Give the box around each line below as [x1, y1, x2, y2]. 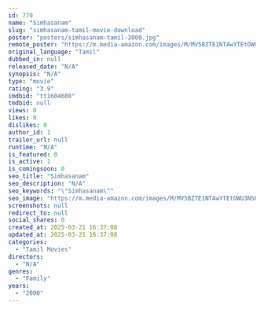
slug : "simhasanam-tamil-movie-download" [8, 26, 146, 34]
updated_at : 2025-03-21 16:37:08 [8, 231, 118, 239]
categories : [8, 238, 47, 246]
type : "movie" [8, 77, 55, 85]
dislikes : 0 [8, 121, 47, 129]
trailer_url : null [8, 135, 68, 144]
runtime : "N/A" [8, 143, 58, 151]
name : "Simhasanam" [8, 19, 72, 27]
